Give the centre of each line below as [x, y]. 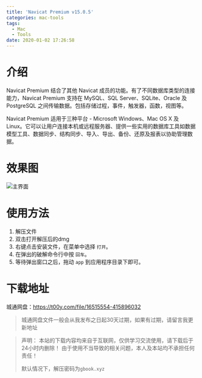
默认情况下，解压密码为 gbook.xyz [63, 368]
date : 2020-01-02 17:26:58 [40, 40]
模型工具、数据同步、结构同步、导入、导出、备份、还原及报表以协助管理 [97, 134]
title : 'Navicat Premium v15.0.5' [50, 12]
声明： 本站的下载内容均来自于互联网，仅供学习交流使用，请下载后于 [107, 340]
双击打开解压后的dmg [42, 239]
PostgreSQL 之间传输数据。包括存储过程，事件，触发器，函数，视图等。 [97, 105]
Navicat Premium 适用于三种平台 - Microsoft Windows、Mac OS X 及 [93, 118]
